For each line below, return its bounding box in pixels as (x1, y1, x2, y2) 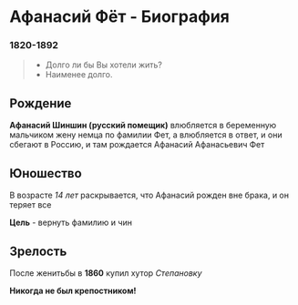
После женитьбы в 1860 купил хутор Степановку (9, 267, 202, 279)
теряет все (9, 199, 52, 210)
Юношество (9, 166, 82, 181)
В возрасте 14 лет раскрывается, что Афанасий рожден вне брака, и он (9, 189, 290, 201)
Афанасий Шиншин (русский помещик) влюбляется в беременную (9, 120, 277, 131)
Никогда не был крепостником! (9, 285, 137, 296)
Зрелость (9, 243, 67, 259)
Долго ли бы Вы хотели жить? (45, 59, 162, 70)
